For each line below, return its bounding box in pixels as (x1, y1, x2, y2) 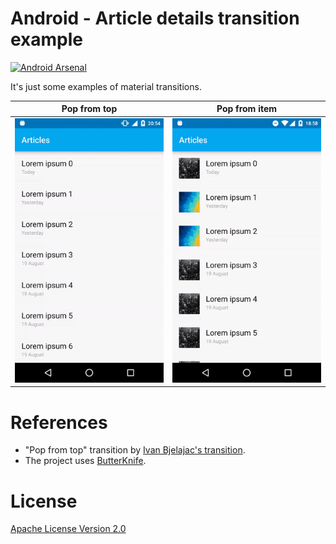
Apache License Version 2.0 (10, 523, 127, 535)
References (10, 411, 108, 434)
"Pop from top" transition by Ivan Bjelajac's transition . (24, 444, 246, 456)
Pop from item (216, 103, 278, 115)
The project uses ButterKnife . (24, 455, 147, 467)
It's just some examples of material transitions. (10, 80, 202, 92)
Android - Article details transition (10, 7, 300, 30)
